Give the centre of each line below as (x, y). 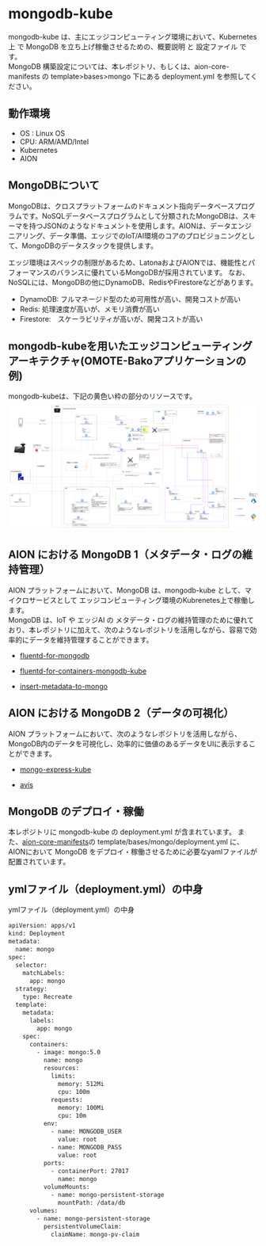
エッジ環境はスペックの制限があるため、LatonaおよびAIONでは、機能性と (128, 262)
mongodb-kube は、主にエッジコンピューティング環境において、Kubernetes (133, 36)
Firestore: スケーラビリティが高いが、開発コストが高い (111, 318)
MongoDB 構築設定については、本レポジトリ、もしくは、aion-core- (119, 66)
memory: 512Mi (81, 1084)
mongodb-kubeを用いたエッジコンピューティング (131, 346)
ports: (54, 1164)
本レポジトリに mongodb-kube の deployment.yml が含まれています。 (122, 832)
